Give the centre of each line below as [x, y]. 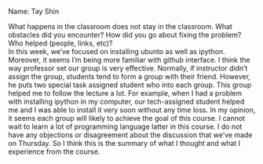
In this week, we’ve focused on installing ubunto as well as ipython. [117, 51]
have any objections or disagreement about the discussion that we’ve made [130, 135]
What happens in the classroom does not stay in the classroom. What [121, 26]
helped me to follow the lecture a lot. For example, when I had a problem [125, 93]
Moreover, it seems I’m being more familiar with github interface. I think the [129, 60]
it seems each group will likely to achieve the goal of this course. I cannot [127, 118]
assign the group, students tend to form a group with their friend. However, [130, 77]
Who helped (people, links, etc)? [60, 43]
